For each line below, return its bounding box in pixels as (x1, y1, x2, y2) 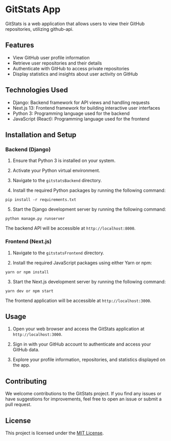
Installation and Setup (5, 130, 77, 139)
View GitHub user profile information (12, 54, 90, 61)
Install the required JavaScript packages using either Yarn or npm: (12, 259, 152, 266)
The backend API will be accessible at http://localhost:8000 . (5, 225, 136, 231)
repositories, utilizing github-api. (5, 26, 74, 32)
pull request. (5, 402, 32, 408)
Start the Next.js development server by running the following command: (12, 278, 166, 285)
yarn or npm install (5, 269, 50, 275)
